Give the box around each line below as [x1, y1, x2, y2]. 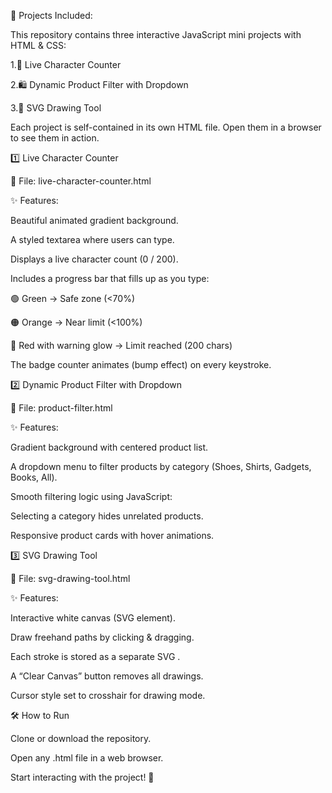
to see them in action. [10, 132, 100, 144]
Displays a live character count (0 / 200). [10, 253, 179, 265]
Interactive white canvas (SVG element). [10, 612, 176, 624]
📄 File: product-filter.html [10, 402, 113, 414]
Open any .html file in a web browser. [10, 752, 164, 764]
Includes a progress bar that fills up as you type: [10, 273, 210, 284]
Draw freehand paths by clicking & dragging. [10, 631, 195, 643]
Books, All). [10, 471, 58, 483]
